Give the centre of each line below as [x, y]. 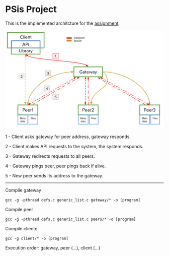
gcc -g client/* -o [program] [37, 239]
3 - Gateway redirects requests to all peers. [50, 156]
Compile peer [19, 210]
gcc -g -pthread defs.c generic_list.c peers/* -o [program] [71, 219]
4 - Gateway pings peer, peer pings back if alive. [56, 166]
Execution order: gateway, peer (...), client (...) [53, 248]
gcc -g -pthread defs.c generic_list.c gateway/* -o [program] [73, 200]
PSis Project [31, 9]
